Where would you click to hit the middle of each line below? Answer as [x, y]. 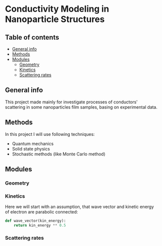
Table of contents [32, 37]
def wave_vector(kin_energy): [36, 221]
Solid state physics [31, 149]
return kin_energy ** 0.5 [40, 226]
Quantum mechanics [33, 143]
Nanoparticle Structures [55, 19]
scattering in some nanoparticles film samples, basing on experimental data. [81, 107]
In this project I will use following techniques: [50, 134]
